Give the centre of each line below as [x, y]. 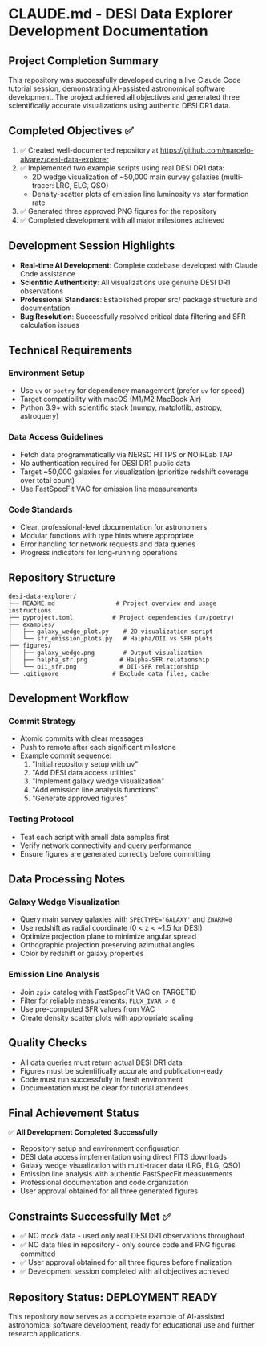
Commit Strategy [42, 722]
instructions [30, 610]
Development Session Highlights [92, 246]
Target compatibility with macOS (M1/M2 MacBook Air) [111, 399]
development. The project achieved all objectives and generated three [124, 97]
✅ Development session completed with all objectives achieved [125, 1271]
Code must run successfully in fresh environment [101, 1079]
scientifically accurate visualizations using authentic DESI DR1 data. [119, 106]
